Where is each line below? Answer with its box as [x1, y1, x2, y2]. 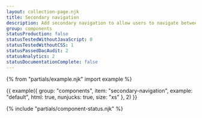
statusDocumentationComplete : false [6, 59, 98, 65]
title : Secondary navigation [6, 14, 79, 20]
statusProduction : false [6, 31, 69, 37]
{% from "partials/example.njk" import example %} [6, 75, 132, 83]
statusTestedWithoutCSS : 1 [6, 43, 74, 49]
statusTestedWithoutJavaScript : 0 [6, 37, 93, 43]
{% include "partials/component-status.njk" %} [6, 105, 123, 112]
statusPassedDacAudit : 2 [6, 48, 69, 54]
